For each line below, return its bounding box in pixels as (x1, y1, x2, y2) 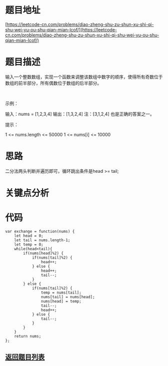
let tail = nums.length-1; (14, 238, 70, 243)
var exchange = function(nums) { (5, 229, 75, 234)
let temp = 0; (14, 242, 43, 247)
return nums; (14, 334, 41, 339)
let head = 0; (14, 233, 43, 238)
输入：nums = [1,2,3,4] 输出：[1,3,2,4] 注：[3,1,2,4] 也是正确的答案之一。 (5, 111, 154, 117)
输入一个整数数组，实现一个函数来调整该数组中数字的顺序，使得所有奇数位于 (5, 73, 163, 80)
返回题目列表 (5, 353, 45, 362)
